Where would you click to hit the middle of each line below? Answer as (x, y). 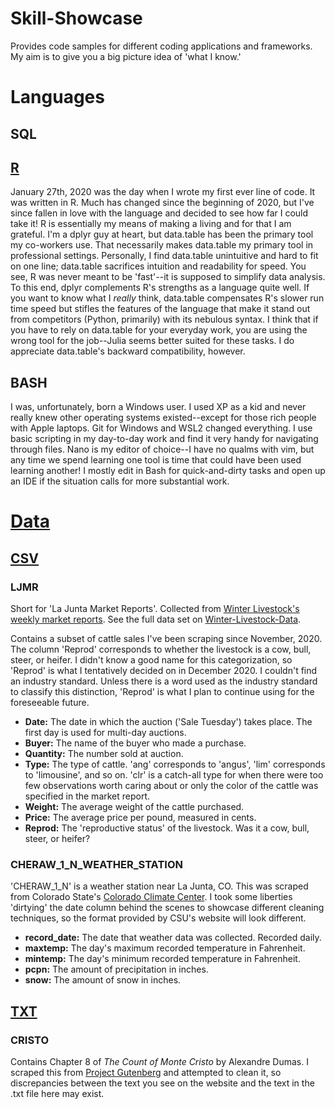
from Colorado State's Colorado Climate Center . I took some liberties (151, 897)
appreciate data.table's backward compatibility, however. (128, 351)
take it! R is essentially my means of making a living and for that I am (151, 224)
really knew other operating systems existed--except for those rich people (163, 418)
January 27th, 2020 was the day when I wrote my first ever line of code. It (163, 192)
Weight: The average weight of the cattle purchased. (134, 807)
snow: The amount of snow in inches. (103, 980)
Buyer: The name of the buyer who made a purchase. (135, 743)
